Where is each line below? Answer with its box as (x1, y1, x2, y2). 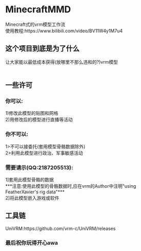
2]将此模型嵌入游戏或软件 (5, 195, 59, 201)
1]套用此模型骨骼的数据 (5, 176, 54, 183)
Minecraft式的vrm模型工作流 (5, 21, 66, 27)
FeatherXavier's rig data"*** (5, 189, 65, 195)
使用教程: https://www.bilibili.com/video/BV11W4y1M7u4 (5, 27, 123, 34)
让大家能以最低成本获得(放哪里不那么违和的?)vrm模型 (5, 59, 118, 65)
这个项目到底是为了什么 (5, 44, 79, 53)
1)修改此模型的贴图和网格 (5, 110, 58, 116)
